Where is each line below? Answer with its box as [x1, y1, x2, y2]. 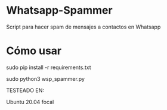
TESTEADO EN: [6, 87, 45, 94]
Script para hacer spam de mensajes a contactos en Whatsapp [6, 23, 161, 30]
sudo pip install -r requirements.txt [6, 64, 91, 71]
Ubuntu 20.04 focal [6, 98, 54, 105]
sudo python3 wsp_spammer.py [6, 75, 85, 82]
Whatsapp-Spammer [6, 4, 113, 17]
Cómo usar [6, 44, 62, 58]
